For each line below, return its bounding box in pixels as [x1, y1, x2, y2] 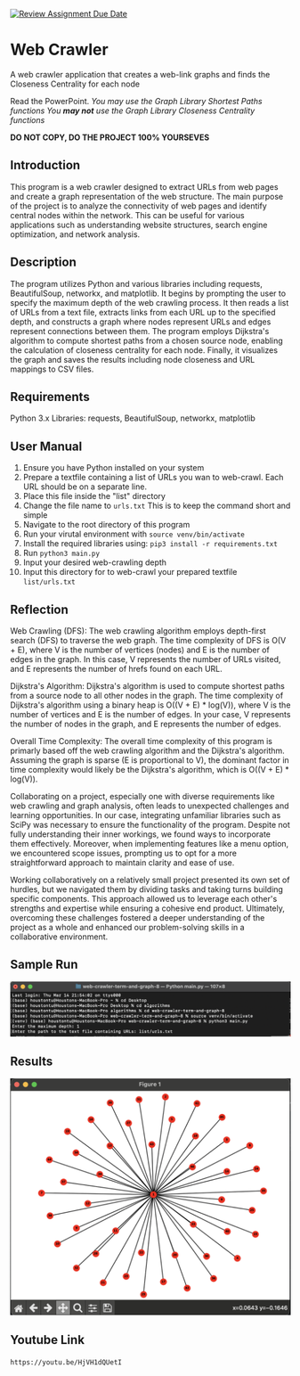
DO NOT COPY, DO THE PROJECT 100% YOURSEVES [10, 132, 210, 143]
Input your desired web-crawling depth [22, 557, 167, 568]
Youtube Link [10, 1332, 85, 1347]
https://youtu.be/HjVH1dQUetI [10, 1357, 123, 1367]
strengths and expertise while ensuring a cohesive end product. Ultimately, [10, 903, 286, 913]
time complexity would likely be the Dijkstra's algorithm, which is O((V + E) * [10, 765, 290, 774]
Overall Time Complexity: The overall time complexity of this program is [10, 736, 272, 746]
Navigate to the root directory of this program [22, 520, 191, 530]
